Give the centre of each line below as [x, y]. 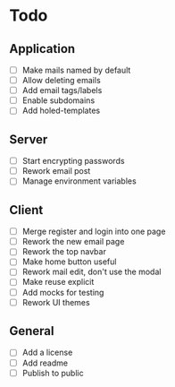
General [32, 331]
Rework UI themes [56, 302]
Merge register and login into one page [94, 232]
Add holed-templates [61, 111]
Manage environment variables [79, 181]
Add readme [45, 363]
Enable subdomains [58, 100]
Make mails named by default [76, 70]
